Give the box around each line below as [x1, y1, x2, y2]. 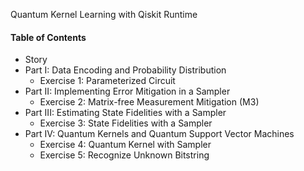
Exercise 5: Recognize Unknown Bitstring [39, 149, 210, 161]
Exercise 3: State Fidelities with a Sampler [39, 117, 213, 129]
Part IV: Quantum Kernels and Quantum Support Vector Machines [24, 128, 295, 140]
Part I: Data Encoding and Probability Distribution [24, 64, 227, 76]
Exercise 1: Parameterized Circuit [39, 75, 176, 87]
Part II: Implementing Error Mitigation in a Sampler [24, 85, 231, 98]
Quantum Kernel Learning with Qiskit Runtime [10, 9, 198, 20]
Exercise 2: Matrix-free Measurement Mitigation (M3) [39, 96, 260, 108]
